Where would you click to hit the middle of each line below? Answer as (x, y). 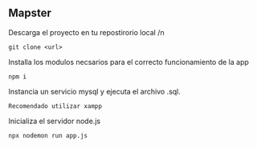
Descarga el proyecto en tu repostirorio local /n (86, 32)
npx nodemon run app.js (48, 135)
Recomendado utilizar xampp (55, 106)
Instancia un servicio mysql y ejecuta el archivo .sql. (94, 91)
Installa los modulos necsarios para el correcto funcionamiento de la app (128, 62)
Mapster (30, 13)
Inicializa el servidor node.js (55, 121)
